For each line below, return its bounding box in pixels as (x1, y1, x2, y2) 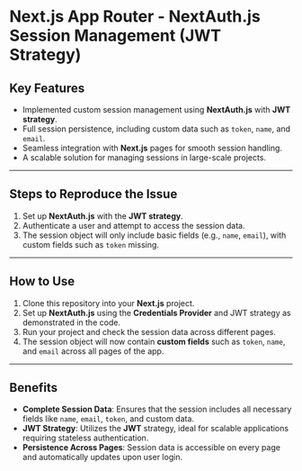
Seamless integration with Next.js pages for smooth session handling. (22, 142, 283, 153)
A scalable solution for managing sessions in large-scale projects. (22, 152, 267, 163)
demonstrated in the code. (22, 317, 121, 328)
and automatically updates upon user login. (22, 452, 182, 463)
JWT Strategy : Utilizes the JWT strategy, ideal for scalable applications (22, 423, 289, 434)
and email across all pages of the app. (22, 345, 164, 357)
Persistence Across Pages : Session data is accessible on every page (22, 442, 281, 453)
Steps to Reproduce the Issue (9, 186, 178, 202)
